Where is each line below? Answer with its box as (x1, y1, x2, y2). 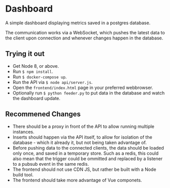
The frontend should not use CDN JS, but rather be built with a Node (12, 166, 156, 172)
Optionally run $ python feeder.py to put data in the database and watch (12, 89, 165, 96)
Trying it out (5, 50, 45, 58)
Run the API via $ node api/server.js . (12, 79, 93, 85)
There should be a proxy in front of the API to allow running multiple (12, 123, 155, 129)
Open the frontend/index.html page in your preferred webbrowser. (12, 84, 153, 90)
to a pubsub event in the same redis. (12, 161, 89, 167)
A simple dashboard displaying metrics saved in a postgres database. (5, 20, 151, 26)
